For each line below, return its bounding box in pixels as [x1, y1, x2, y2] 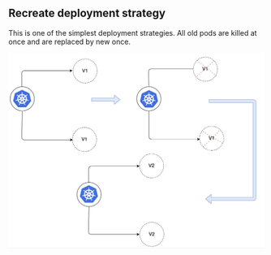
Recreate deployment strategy [8, 6, 166, 20]
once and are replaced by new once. [8, 37, 131, 46]
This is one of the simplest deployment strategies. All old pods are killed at [8, 28, 257, 37]
